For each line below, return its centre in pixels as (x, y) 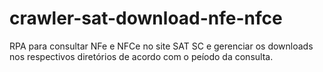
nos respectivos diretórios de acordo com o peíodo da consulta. (141, 56)
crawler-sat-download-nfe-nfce (146, 18)
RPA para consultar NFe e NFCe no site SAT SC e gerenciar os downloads (161, 46)
